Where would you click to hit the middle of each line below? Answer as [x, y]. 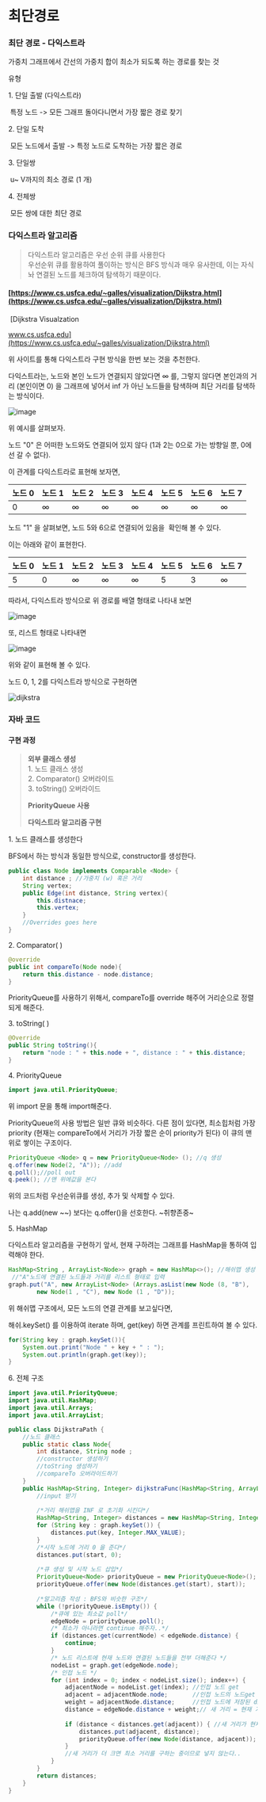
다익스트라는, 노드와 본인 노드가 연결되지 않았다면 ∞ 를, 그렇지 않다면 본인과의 [129, 376]
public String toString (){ [53, 1046]
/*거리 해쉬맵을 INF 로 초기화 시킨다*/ [93, 1510]
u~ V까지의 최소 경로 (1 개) [51, 180]
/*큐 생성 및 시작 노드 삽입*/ [80, 1570]
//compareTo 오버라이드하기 [77, 1474]
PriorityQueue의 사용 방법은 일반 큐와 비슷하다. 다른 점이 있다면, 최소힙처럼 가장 [132, 1123]
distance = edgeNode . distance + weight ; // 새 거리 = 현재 [158, 1710]
